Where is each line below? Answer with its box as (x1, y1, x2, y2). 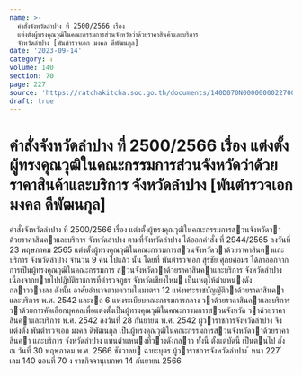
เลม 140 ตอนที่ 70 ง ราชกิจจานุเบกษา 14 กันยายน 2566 (9, 355, 182, 366)
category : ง (9, 55, 53, 64)
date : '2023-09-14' (9, 47, 83, 56)
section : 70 (9, 72, 54, 81)
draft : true (9, 96, 54, 106)
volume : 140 (9, 64, 54, 73)
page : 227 (9, 80, 47, 89)
